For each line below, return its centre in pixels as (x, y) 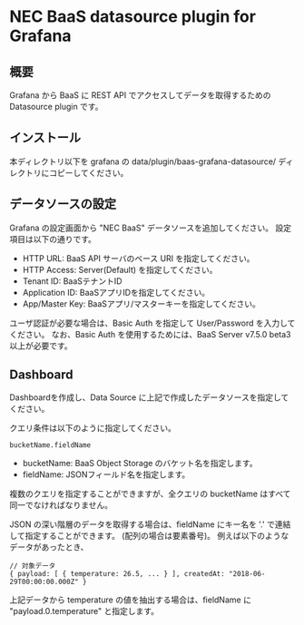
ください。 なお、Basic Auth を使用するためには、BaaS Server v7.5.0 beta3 (150, 334)
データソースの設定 (63, 205)
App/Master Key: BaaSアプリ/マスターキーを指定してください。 (142, 303)
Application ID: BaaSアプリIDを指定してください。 (116, 292)
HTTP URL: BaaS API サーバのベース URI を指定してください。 (138, 258)
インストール (45, 138)
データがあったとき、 (49, 547)
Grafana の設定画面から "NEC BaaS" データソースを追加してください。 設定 (151, 228)
